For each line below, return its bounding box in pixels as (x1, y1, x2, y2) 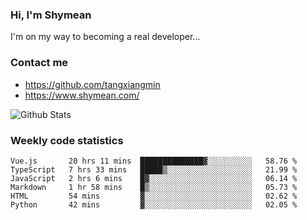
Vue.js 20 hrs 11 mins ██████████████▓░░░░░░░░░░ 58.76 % (10, 156, 298, 166)
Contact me (10, 56, 69, 70)
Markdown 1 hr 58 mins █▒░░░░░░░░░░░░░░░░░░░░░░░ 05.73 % (10, 182, 298, 192)
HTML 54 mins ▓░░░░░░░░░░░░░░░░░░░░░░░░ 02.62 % (10, 191, 298, 201)
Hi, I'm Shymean (10, 8, 92, 22)
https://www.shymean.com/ (24, 89, 140, 101)
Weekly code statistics (10, 133, 124, 147)
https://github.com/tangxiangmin (24, 78, 161, 90)
